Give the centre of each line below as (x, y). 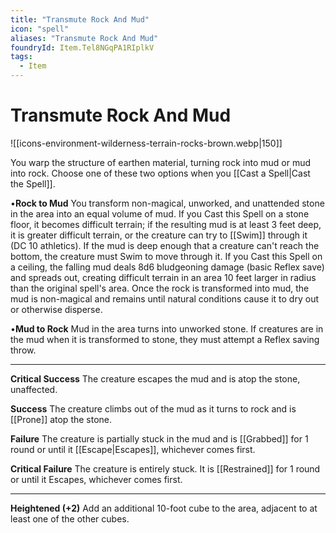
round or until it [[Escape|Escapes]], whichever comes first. (133, 449)
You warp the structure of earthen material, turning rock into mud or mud (161, 162)
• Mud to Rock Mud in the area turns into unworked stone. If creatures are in (167, 328)
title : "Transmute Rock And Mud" (80, 19)
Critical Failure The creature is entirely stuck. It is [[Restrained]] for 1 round (165, 468)
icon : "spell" (40, 29)
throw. (23, 350)
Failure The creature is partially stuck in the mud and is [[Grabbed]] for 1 (159, 438)
